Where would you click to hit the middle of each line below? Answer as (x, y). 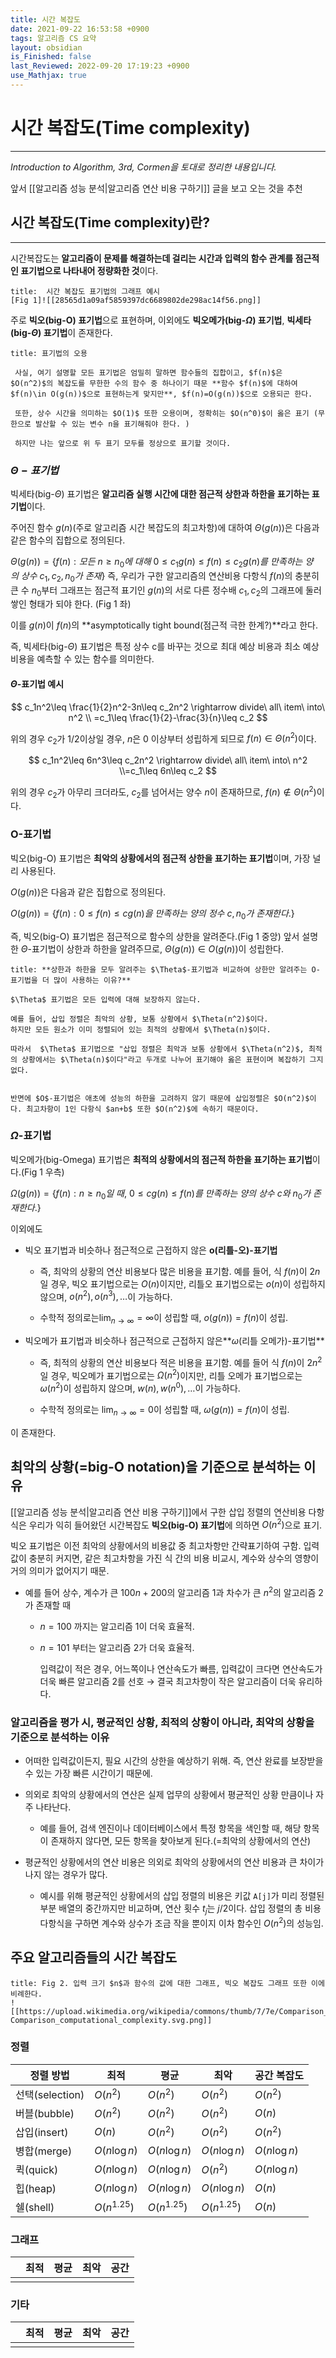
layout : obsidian (46, 47)
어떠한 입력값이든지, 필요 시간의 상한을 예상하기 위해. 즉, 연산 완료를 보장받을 (174, 1761)
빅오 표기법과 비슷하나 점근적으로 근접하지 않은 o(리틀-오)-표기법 (151, 1250)
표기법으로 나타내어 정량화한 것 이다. (89, 270)
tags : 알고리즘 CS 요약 (53, 38)
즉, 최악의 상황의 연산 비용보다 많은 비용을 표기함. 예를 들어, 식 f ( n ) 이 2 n (180, 1271)
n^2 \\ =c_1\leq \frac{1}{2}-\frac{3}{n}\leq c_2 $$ (168, 717)
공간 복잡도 (279, 2075)
